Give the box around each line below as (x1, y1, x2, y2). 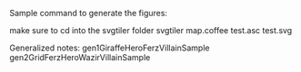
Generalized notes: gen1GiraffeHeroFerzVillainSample (9, 42, 210, 53)
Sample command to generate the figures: (9, 8, 168, 18)
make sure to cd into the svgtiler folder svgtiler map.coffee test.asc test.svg (9, 25, 293, 35)
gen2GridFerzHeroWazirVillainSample (9, 52, 151, 62)
